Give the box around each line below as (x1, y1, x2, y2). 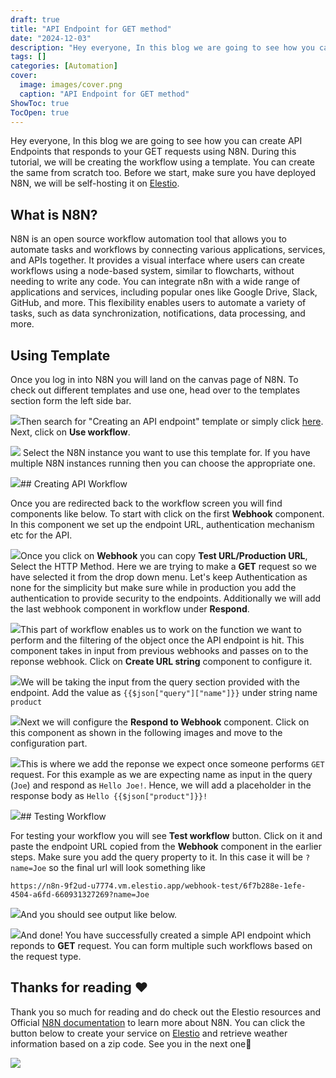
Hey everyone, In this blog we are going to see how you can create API (10, 135, 303, 147)
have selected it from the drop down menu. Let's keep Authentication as (10, 571, 308, 583)
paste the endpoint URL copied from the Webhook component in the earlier (10, 841, 322, 852)
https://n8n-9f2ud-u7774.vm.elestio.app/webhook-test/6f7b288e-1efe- (10, 881, 307, 891)
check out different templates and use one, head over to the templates (10, 384, 301, 396)
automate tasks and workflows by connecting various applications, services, (10, 244, 326, 256)
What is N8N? (10, 206, 98, 223)
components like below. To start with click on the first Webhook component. (10, 508, 325, 520)
